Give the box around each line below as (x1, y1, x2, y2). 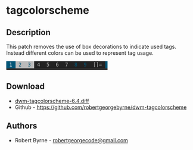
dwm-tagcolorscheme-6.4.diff (14, 97, 89, 104)
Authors (6, 121, 38, 131)
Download (6, 82, 45, 92)
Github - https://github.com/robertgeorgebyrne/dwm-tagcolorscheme (14, 104, 187, 111)
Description (6, 27, 51, 37)
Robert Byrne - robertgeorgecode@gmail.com (14, 136, 128, 143)
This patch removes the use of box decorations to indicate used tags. (6, 43, 177, 50)
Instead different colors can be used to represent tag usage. (6, 49, 154, 57)
